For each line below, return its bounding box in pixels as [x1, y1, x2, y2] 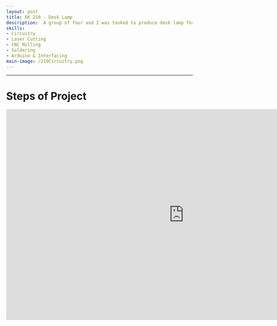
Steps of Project [6, 90, 87, 103]
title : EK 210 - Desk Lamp [6, 14, 73, 20]
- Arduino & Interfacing [6, 53, 67, 59]
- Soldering [6, 47, 36, 53]
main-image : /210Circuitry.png [6, 58, 83, 64]
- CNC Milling [6, 42, 41, 48]
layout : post [6, 8, 38, 15]
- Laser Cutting [6, 36, 46, 42]
